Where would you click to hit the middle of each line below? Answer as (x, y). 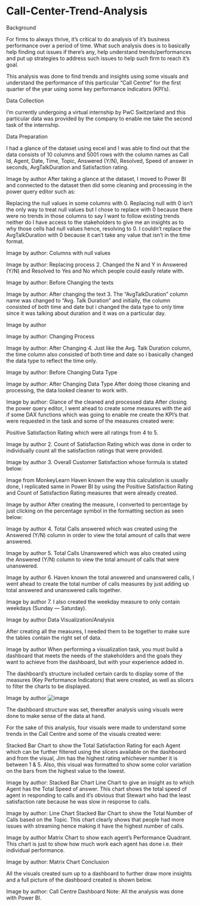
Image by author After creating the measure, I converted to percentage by (97, 504)
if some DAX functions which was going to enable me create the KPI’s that (97, 414)
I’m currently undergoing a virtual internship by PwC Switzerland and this (96, 112)
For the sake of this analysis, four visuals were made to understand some (96, 727)
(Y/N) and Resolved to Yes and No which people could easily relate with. (95, 271)
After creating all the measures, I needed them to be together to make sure (98, 631)
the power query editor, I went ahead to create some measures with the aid (99, 408)
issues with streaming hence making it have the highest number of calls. (95, 826)
